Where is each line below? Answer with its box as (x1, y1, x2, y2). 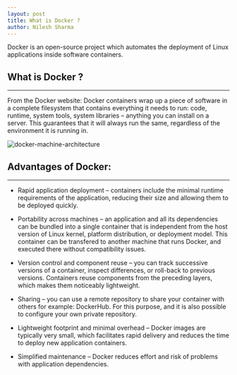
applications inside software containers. (7, 50, 123, 59)
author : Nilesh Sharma (7, 23, 74, 30)
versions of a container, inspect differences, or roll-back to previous (17, 266, 216, 275)
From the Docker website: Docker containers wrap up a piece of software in (7, 96, 228, 105)
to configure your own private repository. (17, 310, 138, 318)
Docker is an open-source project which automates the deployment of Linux (7, 43, 229, 52)
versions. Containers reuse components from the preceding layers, (17, 274, 213, 282)
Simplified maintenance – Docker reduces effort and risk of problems (17, 352, 219, 361)
